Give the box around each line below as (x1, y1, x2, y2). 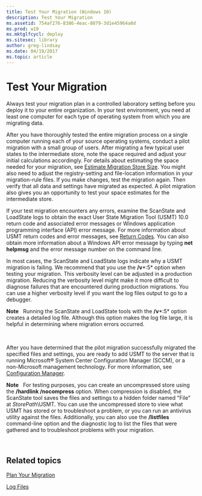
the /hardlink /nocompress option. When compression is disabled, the (6, 388, 182, 395)
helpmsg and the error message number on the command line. (6, 246, 163, 253)
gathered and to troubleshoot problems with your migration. (6, 426, 155, 433)
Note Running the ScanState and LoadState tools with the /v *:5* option (6, 307, 187, 315)
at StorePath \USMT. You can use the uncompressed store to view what (6, 400, 183, 408)
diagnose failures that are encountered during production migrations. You (6, 282, 189, 290)
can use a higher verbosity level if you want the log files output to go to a (6, 289, 188, 296)
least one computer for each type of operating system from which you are (6, 113, 191, 120)
